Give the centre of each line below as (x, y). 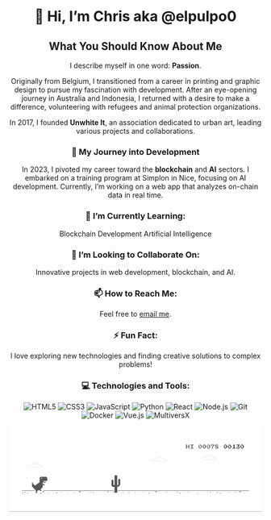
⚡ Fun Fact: (135, 335)
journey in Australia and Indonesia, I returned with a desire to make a (135, 98)
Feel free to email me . (135, 314)
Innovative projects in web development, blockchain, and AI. (135, 272)
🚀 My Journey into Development (135, 152)
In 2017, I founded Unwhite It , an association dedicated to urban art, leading (135, 123)
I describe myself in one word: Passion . (135, 65)
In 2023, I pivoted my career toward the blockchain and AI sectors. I (135, 169)
